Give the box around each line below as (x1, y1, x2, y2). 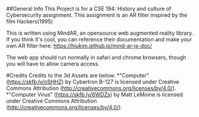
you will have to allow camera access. (6, 60, 100, 67)
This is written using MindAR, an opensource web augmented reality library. (6, 29, 194, 37)
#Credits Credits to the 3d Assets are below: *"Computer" (6, 72, 149, 79)
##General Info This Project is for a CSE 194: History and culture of (6, 5, 172, 12)
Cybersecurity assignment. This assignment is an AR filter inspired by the (6, 11, 188, 19)
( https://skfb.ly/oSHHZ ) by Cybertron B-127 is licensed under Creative (6, 78, 180, 85)
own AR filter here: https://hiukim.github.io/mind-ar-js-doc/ (6, 42, 152, 49)
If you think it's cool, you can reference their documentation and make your (6, 36, 192, 43)
